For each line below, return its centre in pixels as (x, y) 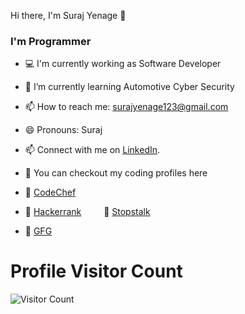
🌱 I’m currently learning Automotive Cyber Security (129, 87)
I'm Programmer (51, 41)
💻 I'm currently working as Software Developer (123, 64)
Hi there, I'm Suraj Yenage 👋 (68, 15)
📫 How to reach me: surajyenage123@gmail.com (126, 107)
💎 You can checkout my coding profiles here (116, 173)
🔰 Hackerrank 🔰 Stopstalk (87, 212)
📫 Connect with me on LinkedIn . (92, 150)
